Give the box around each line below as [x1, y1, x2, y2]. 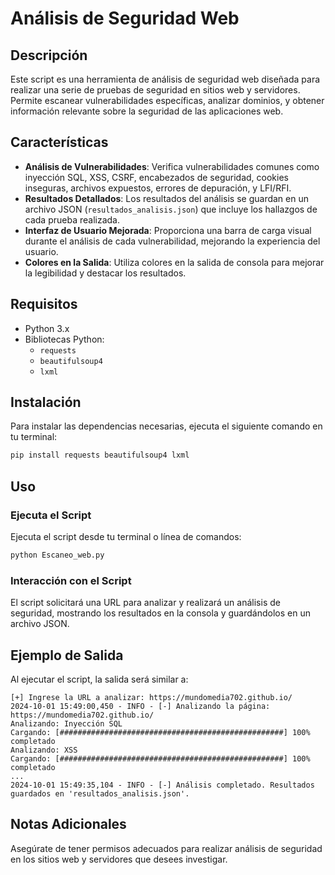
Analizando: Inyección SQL [10, 718, 123, 729]
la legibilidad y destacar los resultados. [24, 267, 187, 279]
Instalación [10, 394, 82, 411]
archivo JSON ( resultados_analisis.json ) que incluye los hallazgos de [24, 203, 318, 215]
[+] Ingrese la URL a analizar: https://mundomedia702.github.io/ [10, 692, 293, 702]
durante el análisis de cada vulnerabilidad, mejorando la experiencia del [24, 235, 321, 247]
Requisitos [10, 296, 78, 313]
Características [10, 134, 109, 151]
